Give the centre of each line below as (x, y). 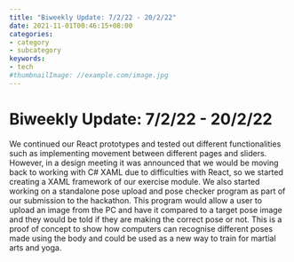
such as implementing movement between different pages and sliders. (138, 153)
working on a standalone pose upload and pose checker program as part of (147, 191)
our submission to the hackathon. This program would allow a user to (136, 200)
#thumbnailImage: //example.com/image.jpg (89, 75)
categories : (31, 34)
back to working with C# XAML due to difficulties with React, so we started (147, 172)
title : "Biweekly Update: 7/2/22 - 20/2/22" (93, 17)
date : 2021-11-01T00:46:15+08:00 (71, 26)
